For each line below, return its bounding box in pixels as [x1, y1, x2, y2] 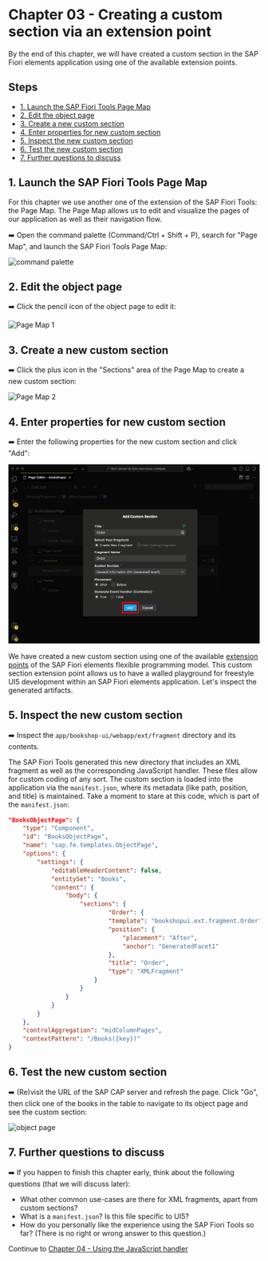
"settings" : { [37, 858, 84, 866]
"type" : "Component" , [22, 824, 94, 832]
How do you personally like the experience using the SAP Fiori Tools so [19, 1219, 254, 1229]
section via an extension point [8, 22, 211, 41]
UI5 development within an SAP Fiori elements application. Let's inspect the [8, 676, 257, 686]
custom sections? [19, 1203, 78, 1212]
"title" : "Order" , [108, 959, 170, 967]
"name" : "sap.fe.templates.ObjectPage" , [22, 841, 159, 850]
